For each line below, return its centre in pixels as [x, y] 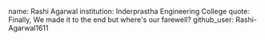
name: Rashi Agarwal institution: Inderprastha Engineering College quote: [129, 11]
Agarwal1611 [28, 28]
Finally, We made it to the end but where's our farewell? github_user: [121, 20]
